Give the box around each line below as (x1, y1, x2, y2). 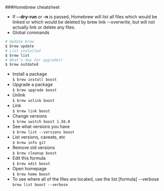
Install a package (12, 71, 47, 77)
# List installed (5, 48, 41, 53)
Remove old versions (12, 144, 55, 150)
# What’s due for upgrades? (5, 57, 63, 62)
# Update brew (5, 39, 35, 44)
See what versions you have (12, 124, 70, 130)
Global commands (12, 30, 49, 35)
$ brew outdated (5, 62, 39, 67)
